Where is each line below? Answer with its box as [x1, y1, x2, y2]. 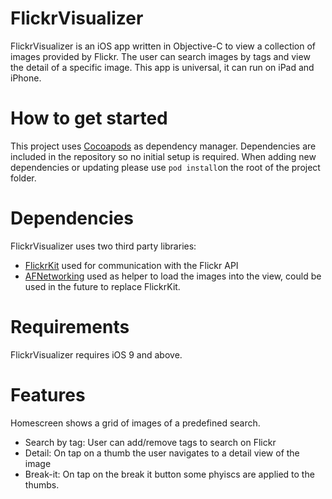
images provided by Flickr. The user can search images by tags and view [10, 50, 311, 62]
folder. [10, 172, 37, 184]
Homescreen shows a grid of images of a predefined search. [10, 417, 261, 429]
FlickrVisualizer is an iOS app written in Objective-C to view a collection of [10, 40, 317, 52]
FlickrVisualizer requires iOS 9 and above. [10, 348, 183, 361]
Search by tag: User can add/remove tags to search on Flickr [24, 436, 277, 448]
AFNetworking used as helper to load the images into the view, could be [24, 270, 322, 282]
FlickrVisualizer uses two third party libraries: [10, 240, 197, 252]
